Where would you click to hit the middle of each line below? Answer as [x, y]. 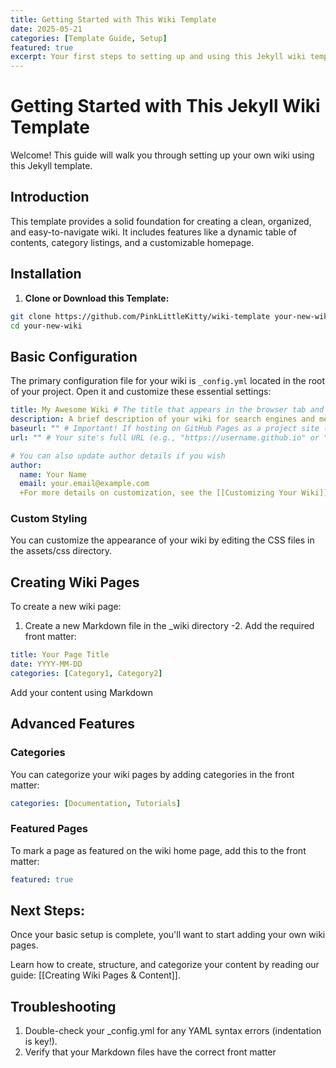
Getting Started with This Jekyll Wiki [165, 106]
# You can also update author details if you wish [118, 456]
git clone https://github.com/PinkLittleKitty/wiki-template [140, 316]
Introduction [50, 197]
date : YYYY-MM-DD [46, 664]
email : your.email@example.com [84, 484]
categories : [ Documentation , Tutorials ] [96, 803]
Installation [46, 274]
